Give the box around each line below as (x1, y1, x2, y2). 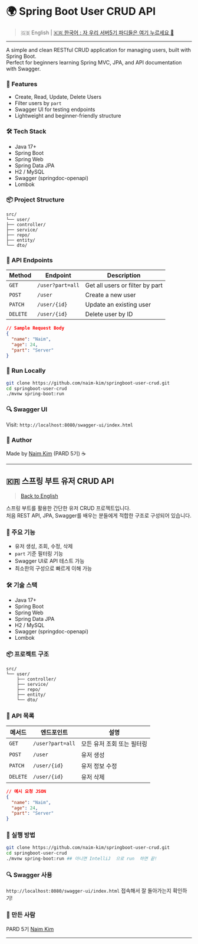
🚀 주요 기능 (6, 528, 35, 536)
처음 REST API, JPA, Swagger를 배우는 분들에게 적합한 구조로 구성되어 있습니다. (6, 512, 192, 519)
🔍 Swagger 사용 (6, 871, 52, 879)
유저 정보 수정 (81, 761, 117, 770)
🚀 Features (6, 80, 38, 88)
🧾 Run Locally (6, 367, 46, 375)
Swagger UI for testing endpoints (14, 106, 95, 113)
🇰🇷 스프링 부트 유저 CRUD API (6, 476, 114, 486)
